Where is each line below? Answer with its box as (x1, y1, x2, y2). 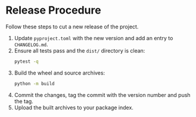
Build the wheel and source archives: (14, 69, 105, 76)
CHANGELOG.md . (14, 41, 48, 48)
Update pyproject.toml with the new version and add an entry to (14, 34, 173, 41)
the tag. (14, 97, 33, 105)
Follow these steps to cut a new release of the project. (5, 23, 139, 30)
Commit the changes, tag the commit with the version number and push (14, 91, 191, 98)
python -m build (14, 80, 55, 86)
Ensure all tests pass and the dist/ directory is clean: (14, 47, 145, 54)
